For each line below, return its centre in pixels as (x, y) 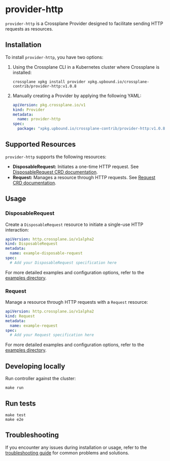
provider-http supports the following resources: (56, 157)
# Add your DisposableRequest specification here (63, 263)
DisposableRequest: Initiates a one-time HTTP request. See (76, 166)
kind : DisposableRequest (31, 244)
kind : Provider (29, 110)
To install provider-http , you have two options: (54, 57)
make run (14, 388)
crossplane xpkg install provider (49, 82)
